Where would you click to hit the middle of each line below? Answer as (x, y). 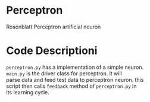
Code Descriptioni (52, 51)
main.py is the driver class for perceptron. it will (64, 73)
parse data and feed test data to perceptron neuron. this (75, 79)
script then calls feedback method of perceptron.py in (71, 86)
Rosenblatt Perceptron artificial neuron (54, 27)
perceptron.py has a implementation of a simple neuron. (75, 67)
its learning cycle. (28, 92)
